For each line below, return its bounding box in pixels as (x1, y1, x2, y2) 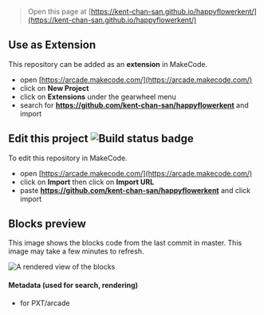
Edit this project (8, 132, 89, 146)
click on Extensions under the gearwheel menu (19, 92, 177, 101)
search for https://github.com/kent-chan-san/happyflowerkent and (19, 100, 249, 110)
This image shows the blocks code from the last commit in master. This (8, 238, 242, 248)
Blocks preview (8, 217, 86, 230)
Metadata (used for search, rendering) (8, 281, 138, 290)
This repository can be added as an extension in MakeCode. (8, 59, 208, 69)
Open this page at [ (27, 7, 92, 16)
